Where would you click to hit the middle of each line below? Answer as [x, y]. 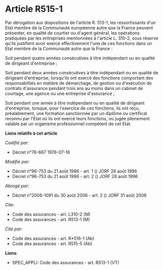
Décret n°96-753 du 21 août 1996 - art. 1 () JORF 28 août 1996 [75, 171]
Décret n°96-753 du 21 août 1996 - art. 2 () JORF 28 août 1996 [75, 176]
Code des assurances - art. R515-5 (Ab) [52, 244]
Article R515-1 [34, 9]
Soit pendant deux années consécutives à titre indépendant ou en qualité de [82, 72]
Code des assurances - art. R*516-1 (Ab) [53, 238]
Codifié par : [17, 142]
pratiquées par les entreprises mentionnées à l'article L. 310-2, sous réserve [82, 38]
